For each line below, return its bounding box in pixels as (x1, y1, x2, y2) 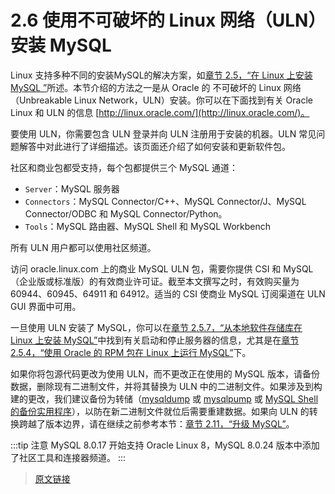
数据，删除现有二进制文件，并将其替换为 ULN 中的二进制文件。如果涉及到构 (10, 380, 323, 392)
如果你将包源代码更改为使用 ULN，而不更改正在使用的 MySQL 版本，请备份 (10, 367, 320, 380)
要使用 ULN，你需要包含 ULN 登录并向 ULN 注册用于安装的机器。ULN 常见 (10, 127, 317, 140)
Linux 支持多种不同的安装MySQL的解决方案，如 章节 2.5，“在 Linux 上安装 (10, 69, 313, 81)
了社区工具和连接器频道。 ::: (10, 451, 127, 463)
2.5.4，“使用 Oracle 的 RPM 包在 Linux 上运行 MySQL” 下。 (10, 346, 252, 358)
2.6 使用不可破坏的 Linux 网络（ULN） (10, 9, 318, 32)
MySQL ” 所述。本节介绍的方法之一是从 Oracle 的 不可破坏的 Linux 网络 (10, 81, 302, 93)
